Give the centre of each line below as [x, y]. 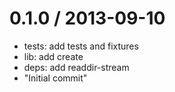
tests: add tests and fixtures [81, 46]
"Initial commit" [55, 78]
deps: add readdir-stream [76, 67]
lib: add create [53, 56]
